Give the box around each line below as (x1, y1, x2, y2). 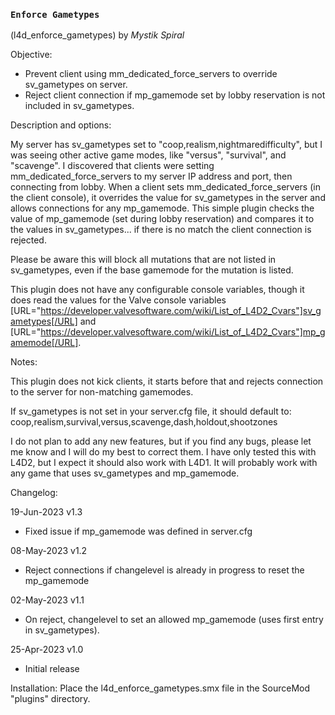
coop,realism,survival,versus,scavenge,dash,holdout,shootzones (10, 416, 278, 428)
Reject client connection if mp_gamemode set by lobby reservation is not (24, 89, 326, 101)
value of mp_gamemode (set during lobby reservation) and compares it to (10, 213, 315, 225)
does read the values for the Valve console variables (10, 294, 227, 306)
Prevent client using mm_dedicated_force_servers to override (24, 68, 278, 80)
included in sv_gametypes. (24, 100, 135, 112)
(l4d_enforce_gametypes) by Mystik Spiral (10, 29, 185, 41)
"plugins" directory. (10, 693, 91, 705)
